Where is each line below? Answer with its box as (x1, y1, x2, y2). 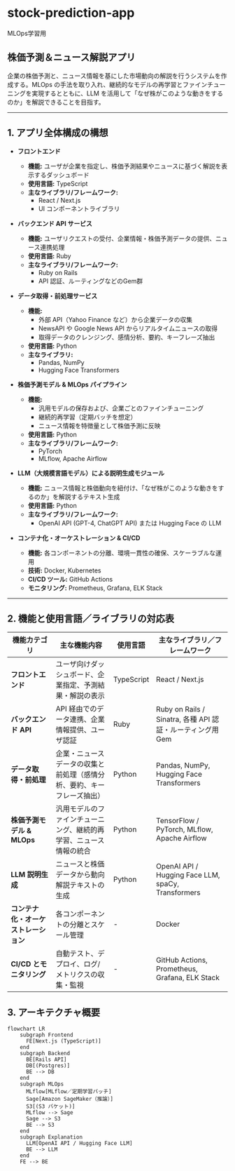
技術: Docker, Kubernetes (27, 566, 101, 575)
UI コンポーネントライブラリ (38, 204, 120, 213)
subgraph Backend (20, 1050, 71, 1057)
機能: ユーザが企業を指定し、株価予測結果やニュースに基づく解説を (27, 161, 222, 170)
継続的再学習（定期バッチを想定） (38, 413, 137, 421)
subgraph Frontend (20, 1031, 73, 1039)
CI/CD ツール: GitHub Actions (27, 575, 113, 583)
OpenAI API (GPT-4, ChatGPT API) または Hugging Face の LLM (38, 518, 222, 527)
